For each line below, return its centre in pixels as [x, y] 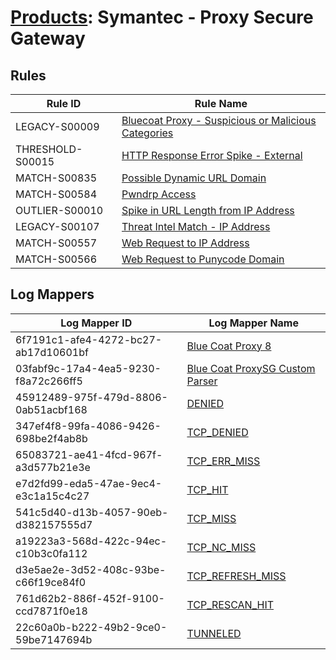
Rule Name [221, 103]
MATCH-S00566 [56, 259]
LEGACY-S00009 [57, 126]
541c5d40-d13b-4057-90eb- [92, 512]
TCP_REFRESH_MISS [236, 576]
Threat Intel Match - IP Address [196, 226]
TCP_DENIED [217, 432]
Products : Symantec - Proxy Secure [162, 17]
